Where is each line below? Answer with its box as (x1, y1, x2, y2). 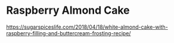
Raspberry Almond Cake (6, 4, 130, 17)
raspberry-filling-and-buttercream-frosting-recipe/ (6, 29, 131, 36)
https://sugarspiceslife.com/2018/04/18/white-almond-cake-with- (6, 23, 168, 30)
